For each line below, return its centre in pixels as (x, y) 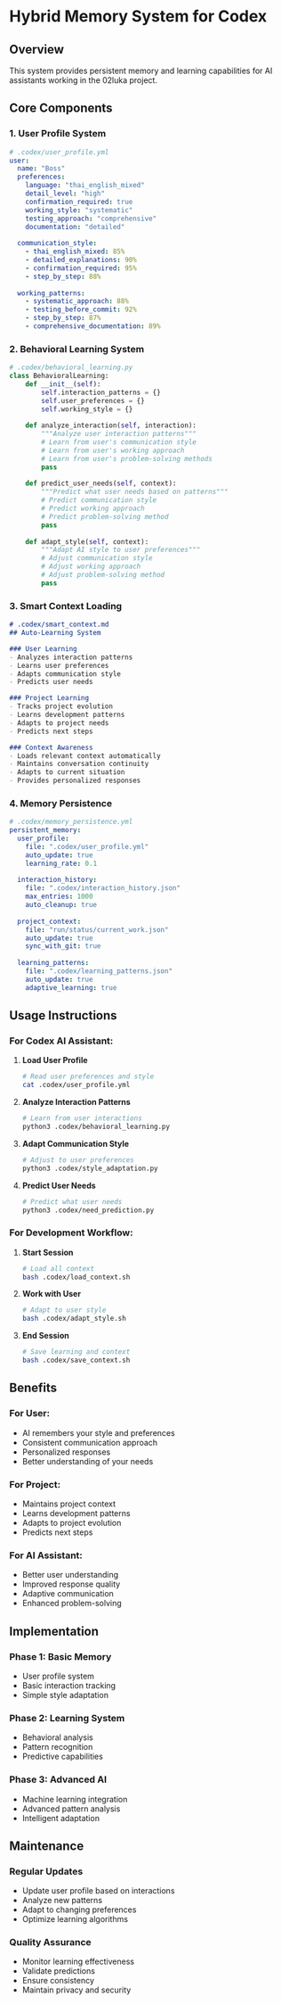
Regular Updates (46, 1871)
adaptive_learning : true (71, 987)
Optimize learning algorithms (75, 1919)
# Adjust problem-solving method (103, 575)
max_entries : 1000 (59, 897)
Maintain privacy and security (76, 1990)
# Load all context (58, 1268)
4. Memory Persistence (61, 803)
